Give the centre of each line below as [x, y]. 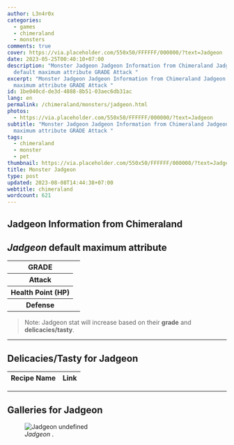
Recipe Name [33, 378]
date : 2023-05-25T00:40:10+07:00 [56, 59]
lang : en [20, 99]
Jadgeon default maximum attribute [87, 248]
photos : [18, 111]
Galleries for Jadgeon [55, 410]
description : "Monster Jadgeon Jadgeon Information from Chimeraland [110, 66]
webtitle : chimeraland [40, 189]
